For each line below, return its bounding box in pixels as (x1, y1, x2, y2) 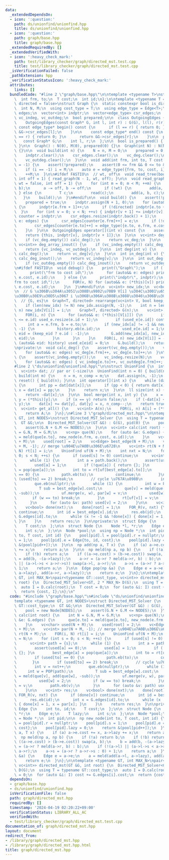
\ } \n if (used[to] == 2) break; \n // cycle (14, 660, 154, 665)
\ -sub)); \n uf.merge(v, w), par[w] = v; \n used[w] (14, 491, 165, 496)
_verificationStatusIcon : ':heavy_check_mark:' (10, 78, 112, 83)
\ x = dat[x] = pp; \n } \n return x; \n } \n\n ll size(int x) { (14, 387, 165, 393)
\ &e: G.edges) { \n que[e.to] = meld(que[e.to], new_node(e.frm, (14, 617, 165, 622)
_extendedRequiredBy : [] (10, 45, 62, 50)
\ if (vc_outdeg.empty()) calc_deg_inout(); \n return (14, 261, 143, 266)
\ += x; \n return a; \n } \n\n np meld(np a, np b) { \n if (14, 547, 154, 552)
